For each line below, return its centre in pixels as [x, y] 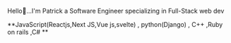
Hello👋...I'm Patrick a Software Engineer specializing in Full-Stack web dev [116, 11]
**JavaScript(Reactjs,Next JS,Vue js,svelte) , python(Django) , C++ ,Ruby [115, 24]
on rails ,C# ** [28, 32]
